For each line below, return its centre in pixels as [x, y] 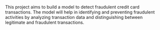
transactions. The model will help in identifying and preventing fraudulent [80, 12]
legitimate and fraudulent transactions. [45, 22]
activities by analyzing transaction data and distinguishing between [74, 17]
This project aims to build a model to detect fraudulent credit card [73, 7]
